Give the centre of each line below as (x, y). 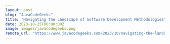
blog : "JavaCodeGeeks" (29, 15)
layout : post (19, 10)
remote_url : (18, 33)
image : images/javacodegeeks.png (40, 29)
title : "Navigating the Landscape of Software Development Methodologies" (86, 19)
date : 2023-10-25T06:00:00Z (35, 24)
